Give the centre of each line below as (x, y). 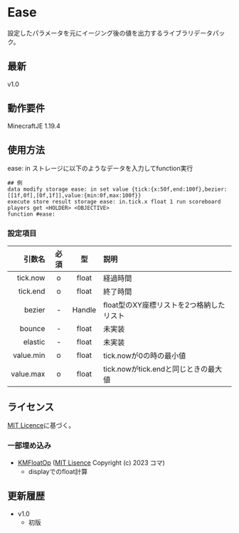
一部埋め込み (30, 445)
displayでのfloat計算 (58, 471)
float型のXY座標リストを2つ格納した (164, 305)
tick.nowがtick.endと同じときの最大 (163, 369)
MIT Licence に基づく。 (41, 426)
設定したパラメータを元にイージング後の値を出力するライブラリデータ (110, 33)
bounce (32, 328)
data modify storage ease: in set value (68, 189)
